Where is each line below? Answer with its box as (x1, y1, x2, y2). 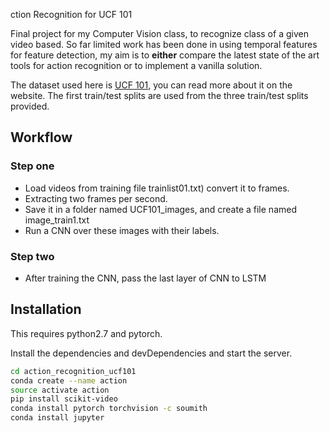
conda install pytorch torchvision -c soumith (10, 404, 208, 414)
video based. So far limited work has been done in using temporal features (10, 39, 318, 50)
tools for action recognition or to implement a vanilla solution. (10, 60, 263, 71)
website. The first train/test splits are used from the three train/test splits (10, 90, 309, 101)
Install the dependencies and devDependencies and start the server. (10, 347, 293, 359)
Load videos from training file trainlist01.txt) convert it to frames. (24, 182, 290, 194)
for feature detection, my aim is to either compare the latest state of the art (10, 49, 320, 61)
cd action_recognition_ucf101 (10, 366, 137, 376)
